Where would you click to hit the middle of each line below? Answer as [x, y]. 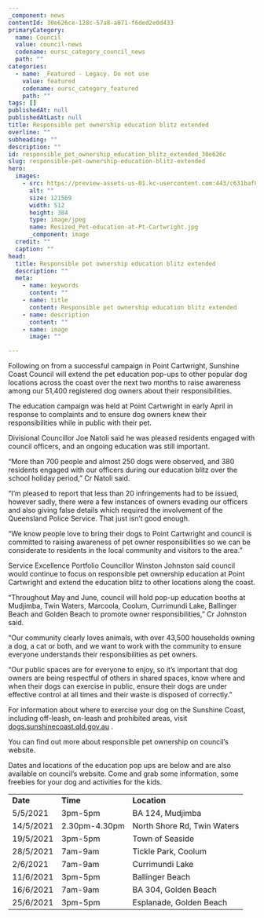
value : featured [49, 81]
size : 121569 [50, 198]
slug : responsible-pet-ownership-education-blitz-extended [107, 162]
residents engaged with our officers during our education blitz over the [123, 470]
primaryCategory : [37, 30]
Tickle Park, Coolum [169, 851]
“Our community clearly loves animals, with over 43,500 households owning [132, 638]
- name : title [45, 300]
